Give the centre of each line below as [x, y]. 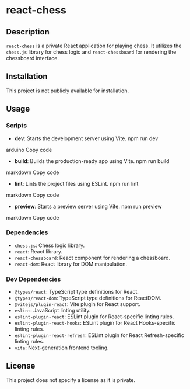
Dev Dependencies [34, 279]
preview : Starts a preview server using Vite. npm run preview [88, 206]
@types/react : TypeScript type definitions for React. [76, 292]
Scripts [17, 126]
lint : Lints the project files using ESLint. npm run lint [76, 183]
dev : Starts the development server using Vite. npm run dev [86, 138]
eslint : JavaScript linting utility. [52, 311]
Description [28, 32]
